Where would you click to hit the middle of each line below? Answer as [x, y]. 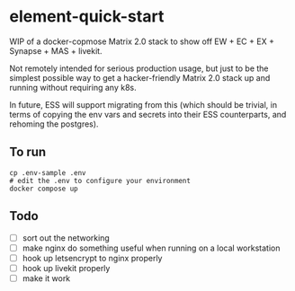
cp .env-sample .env [48, 172]
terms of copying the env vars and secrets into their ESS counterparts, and [148, 114]
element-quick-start [87, 17]
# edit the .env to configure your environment [100, 181]
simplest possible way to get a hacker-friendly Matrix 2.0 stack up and [140, 77]
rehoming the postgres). [54, 124]
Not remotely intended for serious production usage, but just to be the [139, 68]
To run [28, 152]
